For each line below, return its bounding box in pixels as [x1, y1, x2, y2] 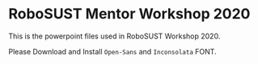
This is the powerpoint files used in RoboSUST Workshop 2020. [8, 31, 221, 41]
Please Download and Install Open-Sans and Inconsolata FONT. [8, 46, 217, 56]
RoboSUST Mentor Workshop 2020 [8, 5, 251, 23]
